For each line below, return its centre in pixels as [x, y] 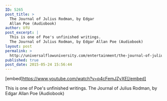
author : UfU [17, 28]
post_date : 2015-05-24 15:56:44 [39, 65]
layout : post [19, 46]
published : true [22, 60]
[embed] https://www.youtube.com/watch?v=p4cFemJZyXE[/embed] [76, 79]
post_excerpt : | [22, 33]
